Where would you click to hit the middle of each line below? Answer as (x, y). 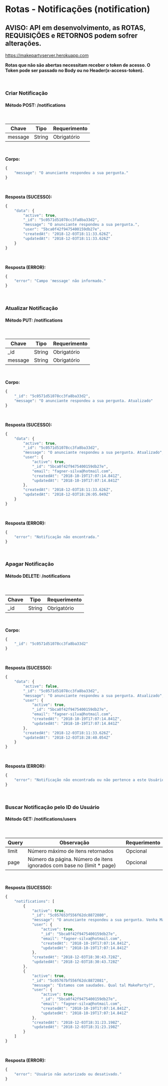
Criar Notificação (26, 93)
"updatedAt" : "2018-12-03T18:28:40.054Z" (67, 737)
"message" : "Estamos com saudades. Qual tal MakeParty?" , (93, 985)
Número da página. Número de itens (70, 859)
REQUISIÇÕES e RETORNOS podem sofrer (71, 35)
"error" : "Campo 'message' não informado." (60, 281)
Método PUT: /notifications (34, 320)
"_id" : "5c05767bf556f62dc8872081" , (70, 980)
